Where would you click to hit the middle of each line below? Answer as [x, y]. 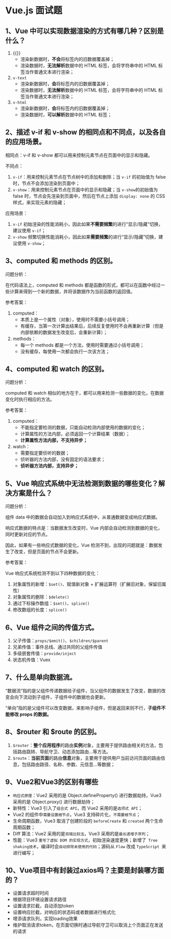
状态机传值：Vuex [32, 660]
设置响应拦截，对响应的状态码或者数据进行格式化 [64, 912]
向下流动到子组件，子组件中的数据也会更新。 [61, 697]
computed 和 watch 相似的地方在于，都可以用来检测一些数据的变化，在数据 [85, 393]
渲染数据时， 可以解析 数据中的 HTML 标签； [66, 115]
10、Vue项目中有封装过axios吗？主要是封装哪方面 [85, 870]
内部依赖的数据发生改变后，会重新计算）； [64, 332]
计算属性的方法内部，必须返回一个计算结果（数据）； [75, 434]
